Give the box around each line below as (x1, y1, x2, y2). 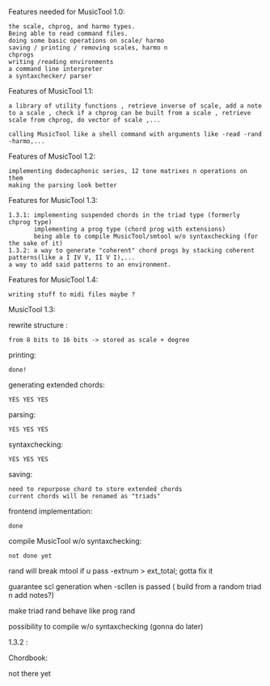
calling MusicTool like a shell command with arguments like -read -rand (8, 130, 263, 138)
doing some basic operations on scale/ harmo (8, 36, 164, 44)
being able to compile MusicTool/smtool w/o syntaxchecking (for (33, 232, 259, 240)
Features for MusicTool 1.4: (8, 275, 99, 284)
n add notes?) (8, 591, 55, 599)
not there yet (8, 669, 51, 678)
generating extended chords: (8, 380, 105, 389)
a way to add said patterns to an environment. (8, 260, 172, 269)
